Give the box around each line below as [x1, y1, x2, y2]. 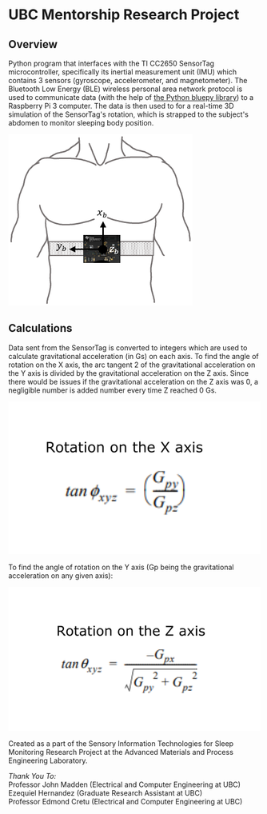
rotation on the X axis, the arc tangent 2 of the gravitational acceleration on [8, 360, 256, 369]
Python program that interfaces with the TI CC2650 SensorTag [8, 58, 214, 68]
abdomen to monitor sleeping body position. [8, 118, 154, 127]
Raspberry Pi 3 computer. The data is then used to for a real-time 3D [8, 102, 234, 110]
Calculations [8, 321, 73, 335]
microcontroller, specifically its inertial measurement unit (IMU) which [8, 67, 237, 77]
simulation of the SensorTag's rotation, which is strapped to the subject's [8, 110, 249, 119]
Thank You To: [8, 772, 57, 781]
